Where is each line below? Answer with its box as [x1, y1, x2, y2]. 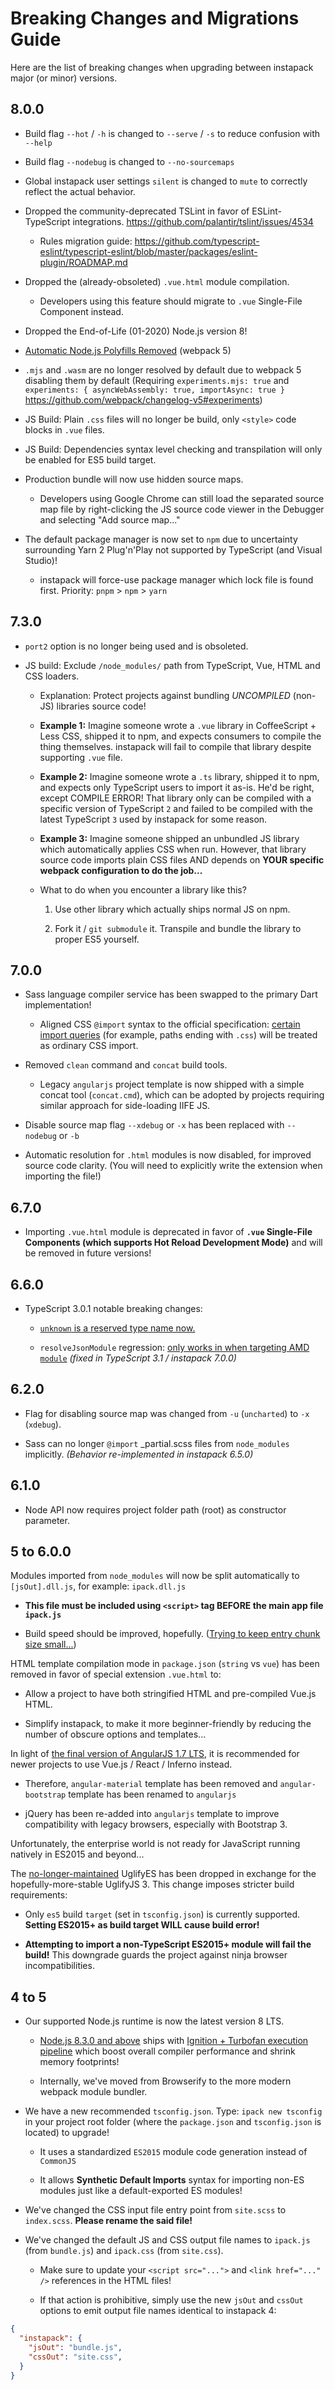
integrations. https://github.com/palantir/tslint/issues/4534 [72, 215, 314, 227]
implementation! [24, 999, 92, 1011]
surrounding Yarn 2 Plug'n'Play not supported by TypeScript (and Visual [24, 543, 323, 556]
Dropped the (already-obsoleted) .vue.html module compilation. [24, 275, 290, 287]
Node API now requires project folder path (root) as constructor [24, 1503, 287, 1516]
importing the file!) [24, 1170, 102, 1182]
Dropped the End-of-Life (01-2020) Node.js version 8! [24, 325, 248, 337]
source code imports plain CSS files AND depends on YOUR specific [39, 853, 325, 866]
